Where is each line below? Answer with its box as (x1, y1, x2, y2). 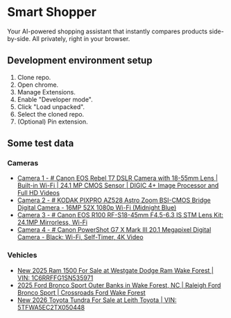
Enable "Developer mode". (17, 95, 93, 103)
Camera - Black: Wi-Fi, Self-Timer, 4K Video (17, 233, 144, 242)
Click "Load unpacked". (17, 102, 85, 111)
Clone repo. (17, 73, 51, 81)
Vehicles (7, 251, 37, 260)
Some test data (7, 137, 74, 149)
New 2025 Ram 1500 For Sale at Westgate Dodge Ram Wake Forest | (17, 266, 214, 274)
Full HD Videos (17, 189, 60, 197)
